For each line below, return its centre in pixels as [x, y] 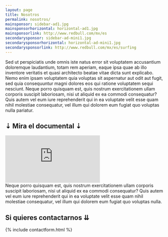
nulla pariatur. [19, 110]
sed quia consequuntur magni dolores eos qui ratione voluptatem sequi [79, 83]
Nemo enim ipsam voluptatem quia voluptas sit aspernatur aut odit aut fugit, [84, 78]
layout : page [19, 10]
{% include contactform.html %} [39, 230]
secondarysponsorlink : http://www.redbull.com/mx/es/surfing [71, 48]
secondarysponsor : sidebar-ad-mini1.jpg [48, 38]
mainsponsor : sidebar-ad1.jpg [37, 24]
